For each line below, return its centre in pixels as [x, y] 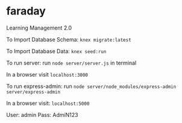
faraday [26, 11]
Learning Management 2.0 [39, 28]
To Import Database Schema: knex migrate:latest [69, 39]
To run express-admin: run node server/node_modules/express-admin [91, 86]
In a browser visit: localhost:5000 [48, 103]
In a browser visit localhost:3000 [47, 74]
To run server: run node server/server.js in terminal [71, 63]
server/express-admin [33, 92]
